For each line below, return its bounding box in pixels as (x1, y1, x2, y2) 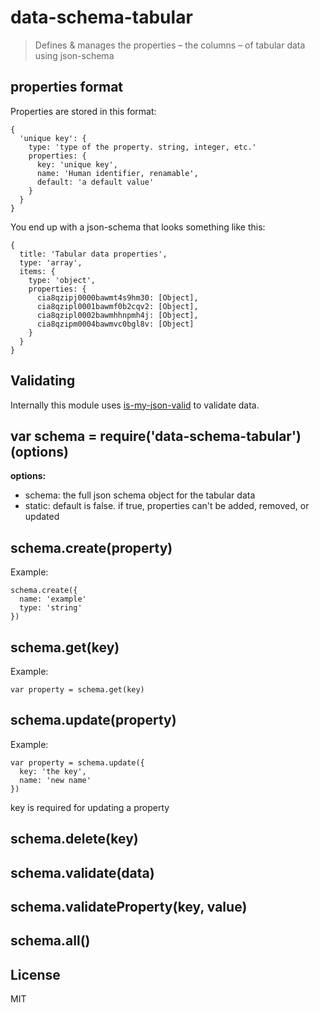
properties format (10, 79, 124, 96)
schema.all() (10, 932, 91, 950)
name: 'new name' (19, 775, 92, 785)
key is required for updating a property (10, 801, 170, 813)
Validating (10, 372, 76, 390)
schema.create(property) (10, 539, 173, 556)
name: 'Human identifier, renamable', (36, 168, 199, 178)
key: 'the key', (19, 766, 87, 776)
